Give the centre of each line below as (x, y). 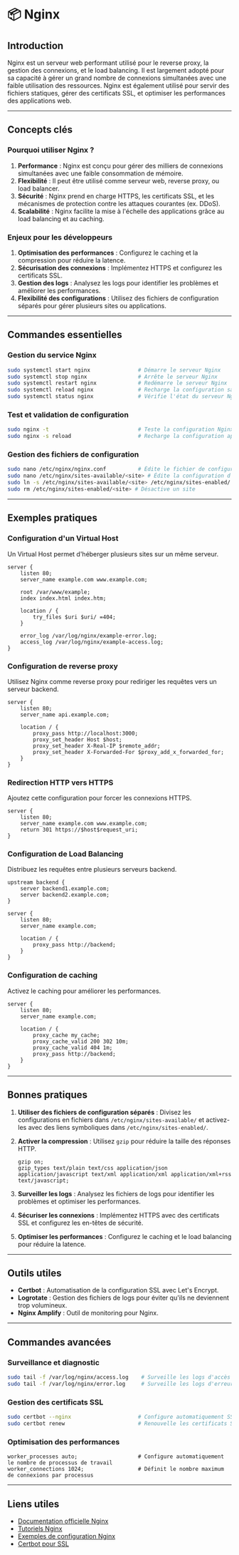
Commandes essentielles (65, 335)
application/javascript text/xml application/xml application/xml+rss (124, 1174)
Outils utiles (34, 1273)
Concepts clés (40, 130)
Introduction (36, 45)
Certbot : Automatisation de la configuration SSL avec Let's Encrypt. (118, 1290)
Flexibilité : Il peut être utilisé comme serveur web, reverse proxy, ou (118, 180)
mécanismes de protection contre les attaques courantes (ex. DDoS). (119, 203)
